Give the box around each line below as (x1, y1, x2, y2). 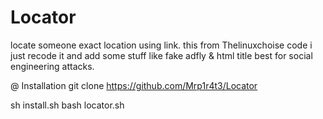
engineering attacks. (10, 60, 95, 72)
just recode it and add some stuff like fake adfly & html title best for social (10, 49, 313, 61)
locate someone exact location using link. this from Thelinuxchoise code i (10, 39, 313, 51)
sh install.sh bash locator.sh (10, 99, 125, 111)
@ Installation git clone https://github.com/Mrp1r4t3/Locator (10, 79, 258, 91)
